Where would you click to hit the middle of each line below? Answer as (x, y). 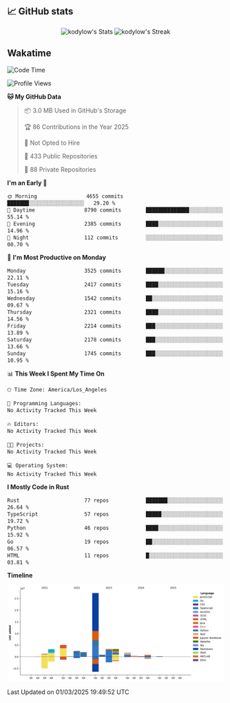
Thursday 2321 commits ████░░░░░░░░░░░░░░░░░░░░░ (115, 312)
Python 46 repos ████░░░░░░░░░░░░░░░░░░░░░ (115, 528)
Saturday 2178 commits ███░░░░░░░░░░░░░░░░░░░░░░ (115, 340)
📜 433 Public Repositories (61, 156)
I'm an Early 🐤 (27, 183)
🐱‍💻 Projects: (26, 445)
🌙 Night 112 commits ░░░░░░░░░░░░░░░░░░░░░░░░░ (115, 237)
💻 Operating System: (38, 465)
